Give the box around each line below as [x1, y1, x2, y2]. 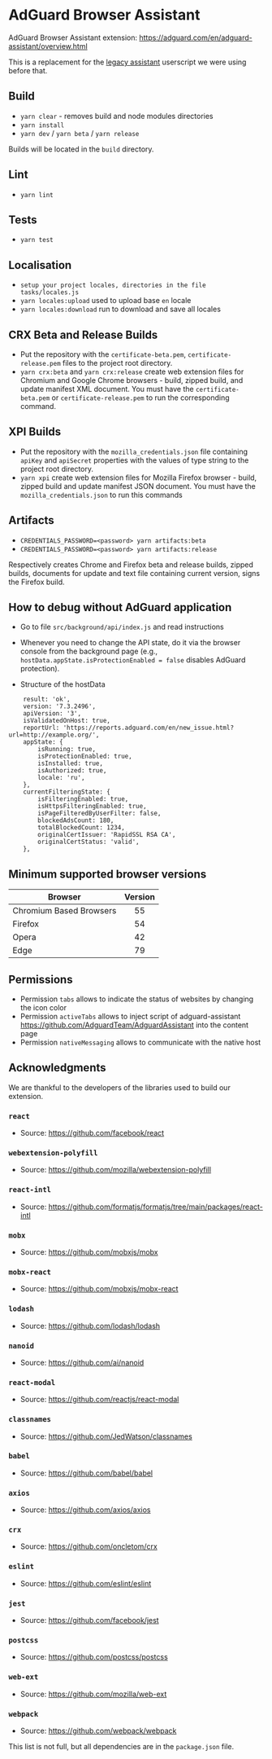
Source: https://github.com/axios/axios [19, 1505, 151, 1515]
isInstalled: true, [37, 759, 104, 767]
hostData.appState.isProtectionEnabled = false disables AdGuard [19, 655, 246, 665]
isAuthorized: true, [37, 767, 107, 775]
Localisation [8, 258, 72, 272]
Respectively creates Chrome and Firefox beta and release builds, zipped [8, 560, 254, 569]
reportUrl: [23, 723, 60, 732]
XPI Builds [8, 425, 62, 439]
